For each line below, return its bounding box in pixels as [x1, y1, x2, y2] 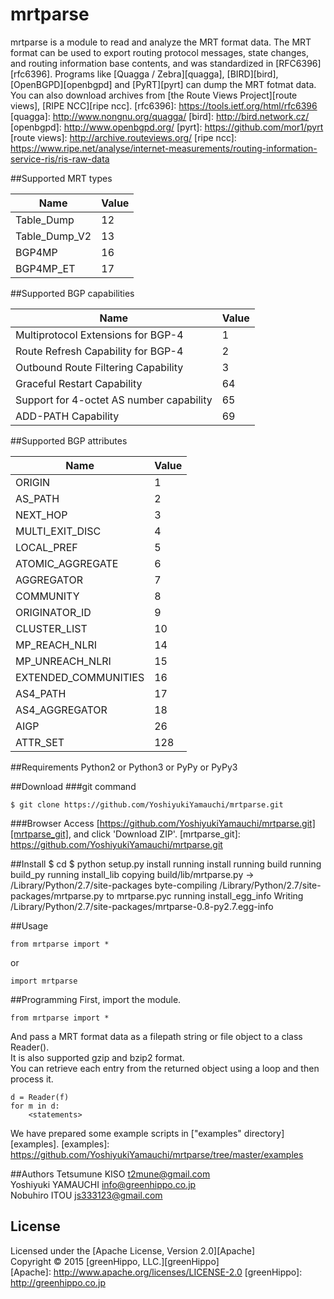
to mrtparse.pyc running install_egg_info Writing [106, 889, 304, 902]
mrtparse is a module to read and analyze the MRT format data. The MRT [10, 36, 312, 48]
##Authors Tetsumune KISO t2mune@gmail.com [10, 1168, 211, 1180]
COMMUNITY [15, 589, 80, 603]
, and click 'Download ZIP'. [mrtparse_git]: [68, 828, 241, 840]
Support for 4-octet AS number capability [15, 393, 213, 407]
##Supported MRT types [10, 172, 113, 184]
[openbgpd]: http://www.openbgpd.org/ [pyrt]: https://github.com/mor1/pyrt [10, 121, 324, 133]
